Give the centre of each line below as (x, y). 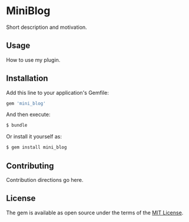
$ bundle (17, 125)
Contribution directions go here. (45, 180)
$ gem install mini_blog (37, 148)
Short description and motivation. (47, 27)
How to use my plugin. (33, 59)
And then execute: (28, 115)
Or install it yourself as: (34, 137)
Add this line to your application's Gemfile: (57, 92)
